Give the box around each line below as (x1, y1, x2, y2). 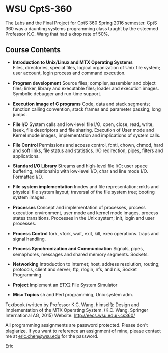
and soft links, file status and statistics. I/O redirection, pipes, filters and (12, 147, 163, 154)
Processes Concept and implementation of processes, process (12, 204, 146, 210)
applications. (12, 153, 40, 159)
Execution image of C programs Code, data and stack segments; (12, 100, 150, 107)
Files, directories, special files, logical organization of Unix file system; (12, 64, 160, 70)
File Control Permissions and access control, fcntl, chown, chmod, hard (12, 142, 163, 148)
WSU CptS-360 (5, 3, 72, 15)
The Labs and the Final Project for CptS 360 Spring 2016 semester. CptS (5, 20, 157, 26)
